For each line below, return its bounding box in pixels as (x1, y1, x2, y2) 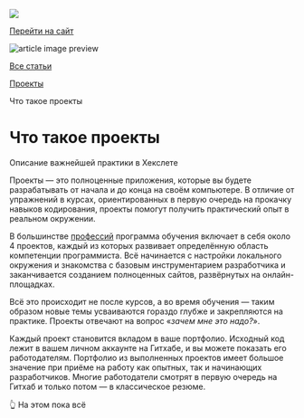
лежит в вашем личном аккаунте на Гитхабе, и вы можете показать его (9, 342, 287, 353)
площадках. (9, 279, 55, 290)
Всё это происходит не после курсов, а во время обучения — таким (9, 296, 275, 307)
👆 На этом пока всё (9, 399, 86, 410)
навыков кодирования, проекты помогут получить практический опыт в (9, 204, 290, 214)
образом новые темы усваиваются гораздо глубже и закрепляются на (9, 306, 283, 317)
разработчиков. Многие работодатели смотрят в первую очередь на (9, 371, 278, 382)
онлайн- (261, 269, 295, 280)
